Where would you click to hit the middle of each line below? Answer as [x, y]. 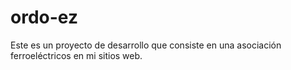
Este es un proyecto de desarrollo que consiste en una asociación [146, 45]
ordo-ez [44, 17]
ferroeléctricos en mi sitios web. [76, 55]
